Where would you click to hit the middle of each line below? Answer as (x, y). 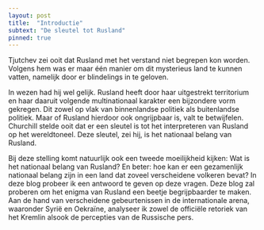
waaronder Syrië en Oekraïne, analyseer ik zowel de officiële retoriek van (128, 209)
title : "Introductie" (46, 23)
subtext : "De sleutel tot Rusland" (67, 30)
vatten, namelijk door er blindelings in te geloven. (88, 77)
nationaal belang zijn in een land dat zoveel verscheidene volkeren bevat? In (132, 175)
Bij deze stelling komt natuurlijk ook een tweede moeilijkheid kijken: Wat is (129, 159)
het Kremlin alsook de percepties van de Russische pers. (101, 217)
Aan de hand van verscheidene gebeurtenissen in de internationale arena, (129, 201)
